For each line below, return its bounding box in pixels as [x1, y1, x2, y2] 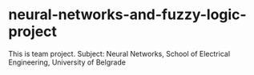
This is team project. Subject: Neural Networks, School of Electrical [8, 49, 231, 58]
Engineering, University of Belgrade [8, 57, 127, 67]
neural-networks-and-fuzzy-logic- [8, 6, 247, 24]
